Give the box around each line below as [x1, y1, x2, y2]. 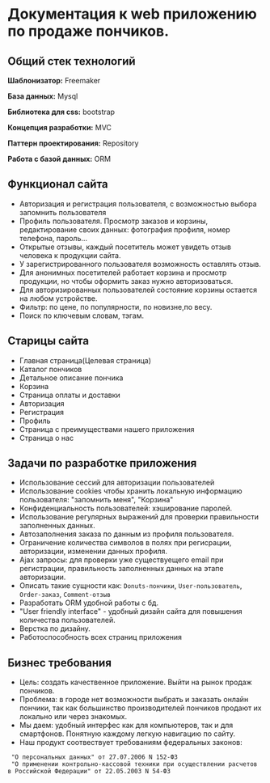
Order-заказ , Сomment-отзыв [19, 590, 111, 599]
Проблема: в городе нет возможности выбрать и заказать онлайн [19, 695, 249, 705]
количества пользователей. [19, 616, 116, 625]
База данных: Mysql [7, 91, 78, 101]
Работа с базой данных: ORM [7, 154, 111, 163]
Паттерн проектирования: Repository [7, 138, 139, 148]
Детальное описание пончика [19, 373, 124, 383]
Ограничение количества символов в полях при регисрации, [19, 538, 232, 548]
